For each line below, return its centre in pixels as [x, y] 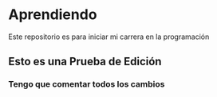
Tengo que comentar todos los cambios [87, 84]
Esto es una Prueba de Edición [85, 62]
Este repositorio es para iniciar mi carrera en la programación [109, 37]
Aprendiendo [53, 15]
